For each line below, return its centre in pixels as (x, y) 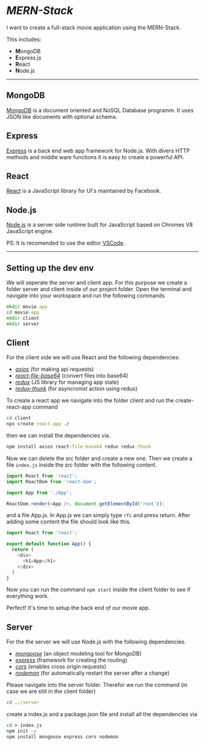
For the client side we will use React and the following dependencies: (93, 357)
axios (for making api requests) (54, 369)
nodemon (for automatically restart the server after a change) (92, 673)
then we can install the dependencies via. (59, 436)
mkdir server (23, 324)
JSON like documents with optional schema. (62, 117)
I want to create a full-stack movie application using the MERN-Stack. (94, 27)
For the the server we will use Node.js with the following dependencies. (96, 642)
